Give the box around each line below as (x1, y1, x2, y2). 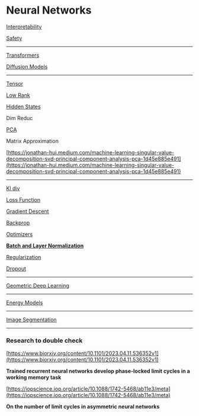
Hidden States (6, 103, 41, 110)
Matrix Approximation (6, 137, 59, 144)
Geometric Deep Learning (6, 282, 69, 289)
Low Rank (6, 91, 31, 98)
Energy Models (6, 299, 43, 306)
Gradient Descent (6, 208, 49, 215)
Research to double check (6, 336, 83, 344)
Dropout (6, 265, 27, 272)
